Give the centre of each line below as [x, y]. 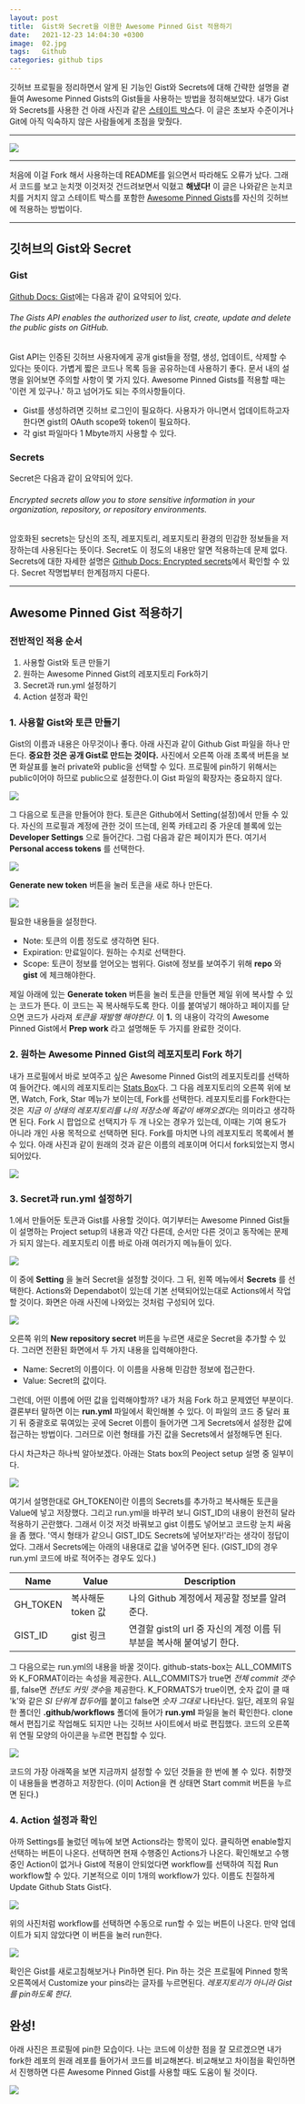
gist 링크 [89, 1635]
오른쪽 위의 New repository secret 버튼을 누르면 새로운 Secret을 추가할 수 [143, 1338]
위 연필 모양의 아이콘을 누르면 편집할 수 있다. [88, 1734]
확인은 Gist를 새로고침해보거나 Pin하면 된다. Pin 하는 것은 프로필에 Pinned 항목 [149, 1971]
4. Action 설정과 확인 [54, 1820]
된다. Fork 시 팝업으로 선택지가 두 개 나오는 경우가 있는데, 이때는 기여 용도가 [152, 1122]
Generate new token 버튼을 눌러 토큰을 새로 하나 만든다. [111, 885]
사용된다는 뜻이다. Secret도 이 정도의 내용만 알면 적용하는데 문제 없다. [164, 550]
